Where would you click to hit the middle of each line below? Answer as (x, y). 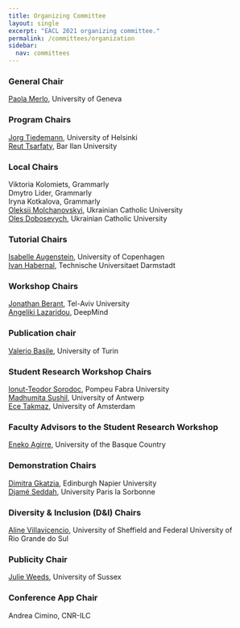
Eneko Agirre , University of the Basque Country (87, 444)
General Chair (36, 81)
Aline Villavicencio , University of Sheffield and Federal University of (120, 530)
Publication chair (42, 333)
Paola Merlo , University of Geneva (65, 99)
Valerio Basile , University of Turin (64, 350)
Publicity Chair (38, 559)
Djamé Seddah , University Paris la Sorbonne (82, 491)
